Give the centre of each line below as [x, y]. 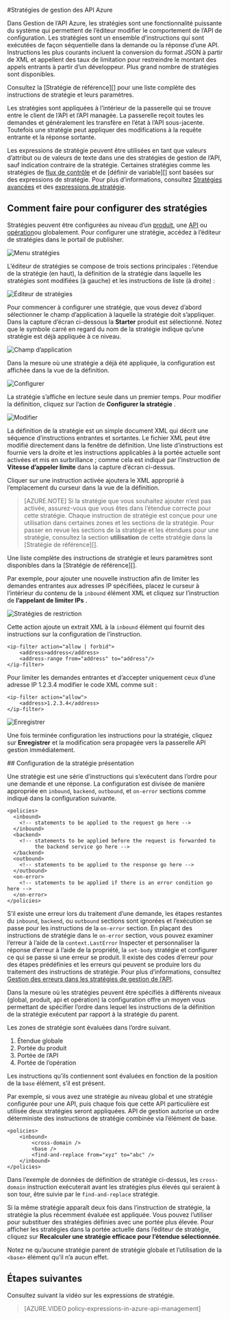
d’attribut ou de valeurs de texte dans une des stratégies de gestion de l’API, [114, 158]
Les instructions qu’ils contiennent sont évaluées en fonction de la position [112, 1076]
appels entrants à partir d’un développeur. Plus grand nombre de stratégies [113, 67]
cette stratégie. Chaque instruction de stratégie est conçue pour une [120, 515]
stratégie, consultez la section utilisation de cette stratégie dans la [118, 537]
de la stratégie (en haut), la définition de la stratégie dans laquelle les [104, 273]
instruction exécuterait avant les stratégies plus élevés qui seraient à [124, 1187]
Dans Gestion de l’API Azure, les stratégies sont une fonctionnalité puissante [115, 23]
